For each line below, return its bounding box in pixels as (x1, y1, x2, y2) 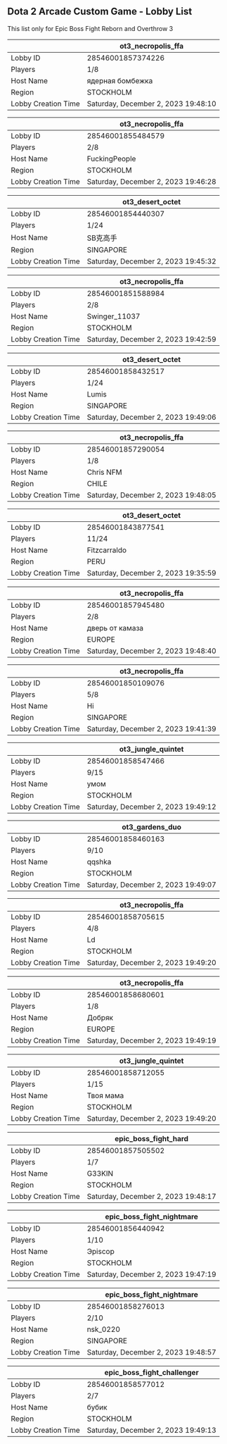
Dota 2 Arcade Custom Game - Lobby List (7, 6, 193, 18)
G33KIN (86, 1169, 114, 1178)
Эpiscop (86, 1246, 115, 1256)
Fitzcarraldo (86, 545, 127, 555)
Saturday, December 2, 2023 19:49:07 (86, 880, 216, 890)
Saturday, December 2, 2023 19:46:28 (86, 176, 216, 186)
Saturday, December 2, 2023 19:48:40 (86, 646, 216, 656)
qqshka (86, 857, 112, 866)
